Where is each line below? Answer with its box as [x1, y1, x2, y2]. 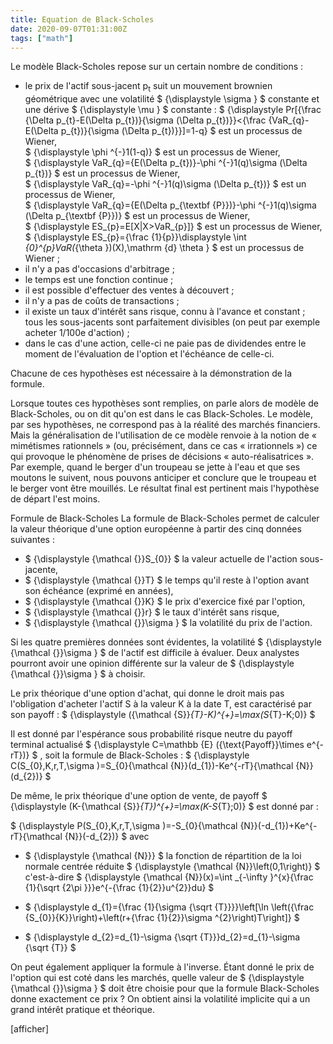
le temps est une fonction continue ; [24, 274, 174, 286]
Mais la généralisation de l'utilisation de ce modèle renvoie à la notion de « [10, 429, 317, 441]
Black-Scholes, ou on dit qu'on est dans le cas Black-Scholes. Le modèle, [10, 408, 313, 420]
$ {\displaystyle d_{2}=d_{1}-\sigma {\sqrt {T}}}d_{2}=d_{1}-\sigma [24, 931, 301, 943]
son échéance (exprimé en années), [24, 585, 174, 597]
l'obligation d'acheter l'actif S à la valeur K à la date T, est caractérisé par [10, 698, 312, 710]
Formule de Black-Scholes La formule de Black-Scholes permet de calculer [10, 512, 320, 525]
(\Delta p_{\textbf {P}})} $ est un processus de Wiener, [24, 210, 251, 222]
